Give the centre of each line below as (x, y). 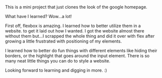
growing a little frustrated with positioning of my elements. (63, 41)
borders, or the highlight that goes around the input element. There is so (77, 56)
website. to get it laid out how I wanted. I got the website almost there (75, 31)
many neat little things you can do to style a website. (58, 61)
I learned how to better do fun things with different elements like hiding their (81, 51)
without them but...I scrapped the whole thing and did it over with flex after (80, 36)
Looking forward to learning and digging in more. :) (56, 70)
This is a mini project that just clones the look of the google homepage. (76, 7)
